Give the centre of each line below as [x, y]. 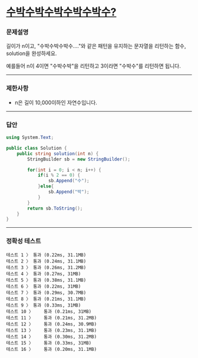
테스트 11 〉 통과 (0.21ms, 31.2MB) [52, 318]
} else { [46, 186]
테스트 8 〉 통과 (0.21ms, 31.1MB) [46, 299]
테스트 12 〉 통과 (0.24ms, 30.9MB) [52, 324]
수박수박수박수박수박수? [61, 12]
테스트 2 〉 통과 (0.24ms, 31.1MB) [46, 261]
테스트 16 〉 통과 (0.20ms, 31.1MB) [52, 349]
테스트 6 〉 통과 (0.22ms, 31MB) [44, 286]
